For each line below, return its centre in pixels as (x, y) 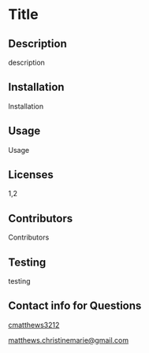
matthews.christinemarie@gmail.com (69, 340)
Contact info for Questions (75, 306)
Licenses (31, 175)
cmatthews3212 (34, 325)
